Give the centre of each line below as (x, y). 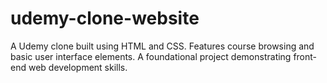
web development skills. (78, 67)
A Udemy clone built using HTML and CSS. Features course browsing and (162, 46)
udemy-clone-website (105, 18)
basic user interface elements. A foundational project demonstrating (151, 56)
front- (305, 56)
